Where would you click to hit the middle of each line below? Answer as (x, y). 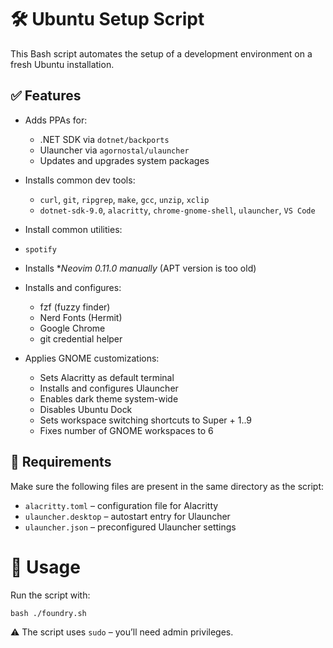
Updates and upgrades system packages (124, 160)
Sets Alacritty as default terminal (107, 377)
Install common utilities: (73, 229)
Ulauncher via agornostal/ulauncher (114, 150)
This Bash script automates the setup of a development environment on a (161, 53)
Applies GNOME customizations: (92, 358)
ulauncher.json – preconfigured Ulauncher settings (130, 527)
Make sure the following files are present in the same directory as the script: (167, 486)
